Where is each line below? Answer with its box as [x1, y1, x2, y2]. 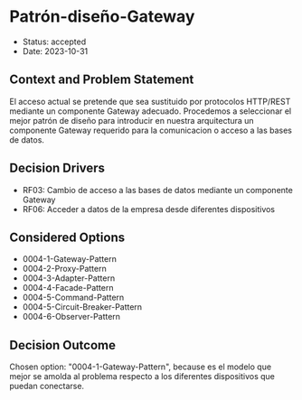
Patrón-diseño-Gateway [9, 6, 195, 27]
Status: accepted [22, 36, 87, 47]
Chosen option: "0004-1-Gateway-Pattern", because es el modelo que [9, 361, 272, 372]
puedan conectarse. [9, 381, 84, 392]
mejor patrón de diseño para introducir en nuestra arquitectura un [9, 115, 255, 126]
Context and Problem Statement [9, 72, 194, 88]
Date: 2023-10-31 [22, 45, 89, 56]
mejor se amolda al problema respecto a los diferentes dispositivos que [9, 371, 276, 382]
